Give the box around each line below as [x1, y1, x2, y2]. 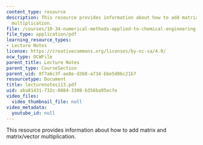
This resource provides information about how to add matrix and [6, 126, 167, 134]
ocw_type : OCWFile [6, 54, 53, 60]
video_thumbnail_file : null [11, 98, 83, 105]
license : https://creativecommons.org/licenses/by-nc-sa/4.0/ [6, 48, 166, 54]
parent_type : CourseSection [6, 65, 77, 71]
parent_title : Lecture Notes [6, 59, 80, 65]
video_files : [6, 93, 39, 99]
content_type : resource [6, 8, 66, 15]
